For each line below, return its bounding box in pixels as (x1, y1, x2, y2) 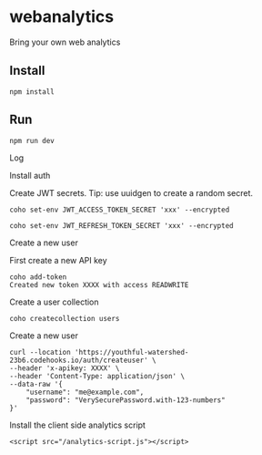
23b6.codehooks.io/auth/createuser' (9, 356, 148, 365)
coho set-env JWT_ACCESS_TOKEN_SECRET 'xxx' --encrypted (9, 205, 230, 214)
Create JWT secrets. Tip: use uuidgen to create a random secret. (9, 187, 253, 198)
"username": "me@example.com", (25, 388, 145, 397)
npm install (9, 87, 55, 97)
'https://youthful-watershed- (74, 347, 189, 357)
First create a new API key (9, 254, 107, 265)
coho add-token (9, 272, 67, 282)
